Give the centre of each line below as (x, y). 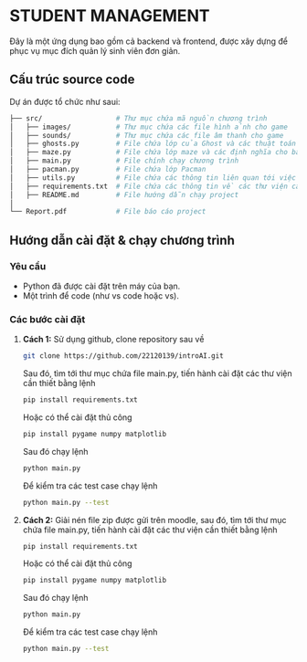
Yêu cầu (28, 266)
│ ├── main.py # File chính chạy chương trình (124, 161)
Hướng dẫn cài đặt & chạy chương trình (122, 240)
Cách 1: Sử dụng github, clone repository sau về (113, 340)
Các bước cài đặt (48, 319)
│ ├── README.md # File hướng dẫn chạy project (124, 194)
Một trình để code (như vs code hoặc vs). (101, 295)
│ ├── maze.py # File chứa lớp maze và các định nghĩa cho (148, 152)
